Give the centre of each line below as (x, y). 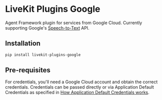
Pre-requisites (28, 70)
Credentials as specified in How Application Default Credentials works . (77, 93)
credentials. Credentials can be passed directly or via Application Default (80, 87)
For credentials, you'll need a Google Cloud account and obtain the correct (81, 82)
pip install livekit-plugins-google (43, 55)
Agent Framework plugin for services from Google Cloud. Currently (74, 23)
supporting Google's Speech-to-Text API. (47, 28)
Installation (23, 44)
